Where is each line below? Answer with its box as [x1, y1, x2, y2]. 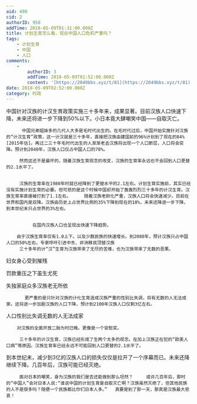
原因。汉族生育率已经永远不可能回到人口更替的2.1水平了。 [21, 342, 144, 349]
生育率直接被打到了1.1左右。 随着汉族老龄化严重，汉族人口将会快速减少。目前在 [10, 193, 189, 199]
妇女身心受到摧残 [6, 257, 48, 264]
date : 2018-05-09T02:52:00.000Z [6, 85, 85, 91]
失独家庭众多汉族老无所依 [6, 282, 68, 289]
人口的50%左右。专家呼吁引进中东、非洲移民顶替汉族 [6, 239, 115, 246]
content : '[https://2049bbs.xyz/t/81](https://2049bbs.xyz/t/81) [27, 80, 191, 86]
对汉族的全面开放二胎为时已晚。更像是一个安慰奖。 [16, 325, 122, 331]
